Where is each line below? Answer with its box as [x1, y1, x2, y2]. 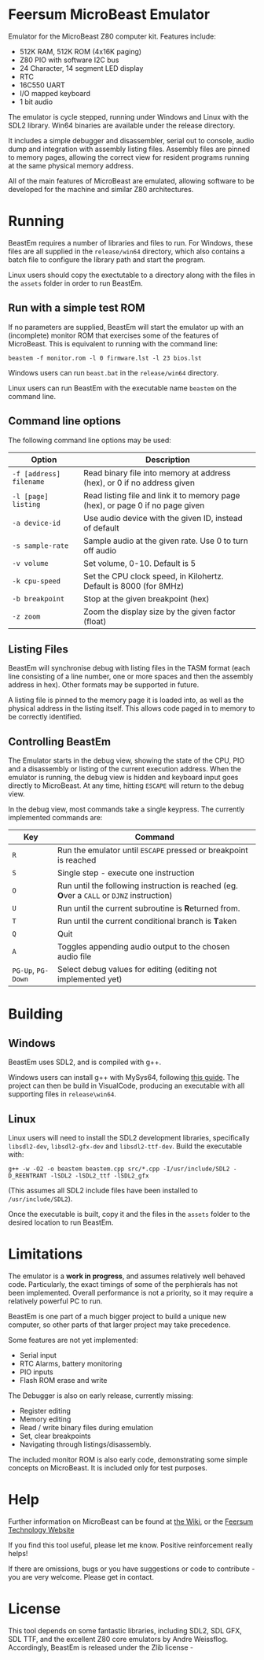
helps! [8, 1548, 28, 1558]
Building [8, 1005, 64, 1023]
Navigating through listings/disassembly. [19, 1439, 152, 1449]
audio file [57, 951, 92, 962]
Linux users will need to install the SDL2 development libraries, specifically [8, 1133, 250, 1142]
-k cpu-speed [12, 576, 61, 586]
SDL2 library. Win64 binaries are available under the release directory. [8, 120, 236, 130]
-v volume [12, 559, 49, 568]
